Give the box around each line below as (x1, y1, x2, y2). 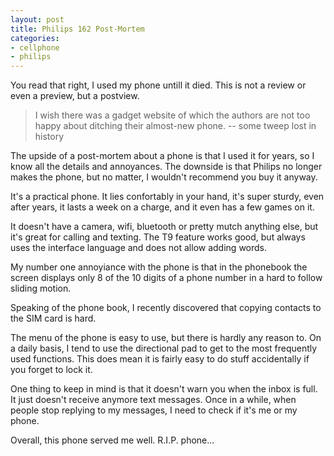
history (34, 131, 65, 143)
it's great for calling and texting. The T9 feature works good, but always (10, 231, 306, 243)
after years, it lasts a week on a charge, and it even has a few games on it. (10, 201, 315, 213)
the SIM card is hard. (10, 312, 97, 325)
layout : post (10, 14, 65, 25)
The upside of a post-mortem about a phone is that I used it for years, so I (10, 150, 315, 162)
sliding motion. (10, 282, 72, 295)
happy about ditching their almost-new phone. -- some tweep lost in (34, 120, 317, 132)
